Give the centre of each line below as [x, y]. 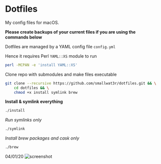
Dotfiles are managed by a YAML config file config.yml [60, 46]
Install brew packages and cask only [42, 138]
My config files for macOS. [32, 22]
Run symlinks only [23, 120]
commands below [24, 37]
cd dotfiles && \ [32, 88]
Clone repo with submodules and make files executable [61, 74]
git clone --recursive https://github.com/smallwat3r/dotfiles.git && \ [81, 83]
